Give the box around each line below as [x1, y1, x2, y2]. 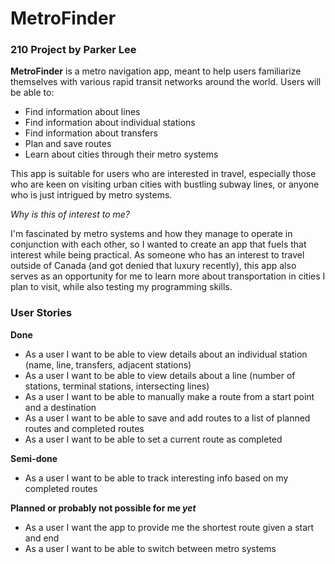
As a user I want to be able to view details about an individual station [24, 348, 308, 360]
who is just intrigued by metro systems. [10, 189, 173, 201]
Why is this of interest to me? [10, 208, 131, 221]
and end [24, 532, 60, 544]
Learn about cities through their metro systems [24, 148, 219, 161]
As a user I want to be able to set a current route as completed [24, 433, 283, 445]
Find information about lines [24, 106, 141, 118]
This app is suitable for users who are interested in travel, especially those [10, 168, 317, 180]
